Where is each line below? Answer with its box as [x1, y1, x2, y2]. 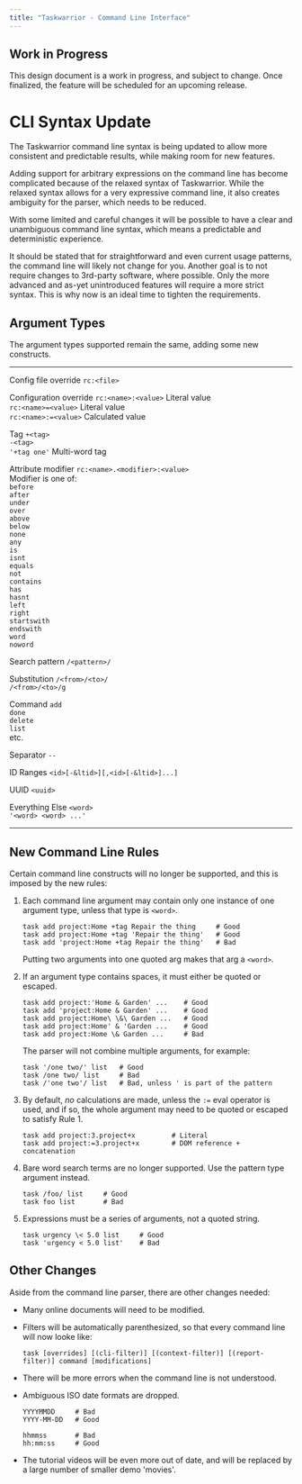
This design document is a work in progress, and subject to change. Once [9, 70, 283, 81]
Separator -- [9, 749, 57, 761]
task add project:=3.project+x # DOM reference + [22, 1139, 241, 1148]
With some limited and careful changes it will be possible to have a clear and [9, 214, 293, 225]
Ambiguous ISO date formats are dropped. [22, 1389, 180, 1400]
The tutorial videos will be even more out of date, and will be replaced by [22, 1454, 292, 1465]
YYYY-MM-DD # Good [22, 1415, 100, 1424]
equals [9, 562, 34, 571]
